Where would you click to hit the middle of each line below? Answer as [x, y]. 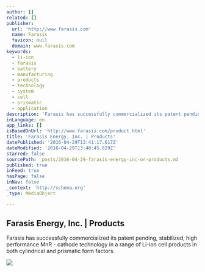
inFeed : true [23, 171]
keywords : [19, 52]
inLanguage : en [26, 120]
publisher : [20, 23]
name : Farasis [30, 35]
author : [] [20, 12]
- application [30, 108]
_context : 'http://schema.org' [46, 188]
